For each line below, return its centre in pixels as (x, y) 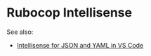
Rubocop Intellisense (70, 13)
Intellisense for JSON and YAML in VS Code (80, 45)
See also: (20, 32)
